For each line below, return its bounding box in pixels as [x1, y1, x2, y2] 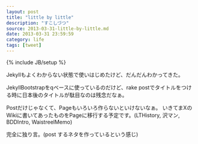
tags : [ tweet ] [6, 43, 42, 49]
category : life [6, 37, 45, 43]
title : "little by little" [6, 14, 74, 20]
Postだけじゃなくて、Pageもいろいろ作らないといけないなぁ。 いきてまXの [6, 104, 193, 111]
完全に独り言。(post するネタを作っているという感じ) [6, 130, 138, 138]
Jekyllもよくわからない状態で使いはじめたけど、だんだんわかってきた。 [6, 71, 184, 78]
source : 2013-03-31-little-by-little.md [6, 25, 110, 32]
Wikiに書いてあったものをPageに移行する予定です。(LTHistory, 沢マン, [6, 112, 181, 119]
